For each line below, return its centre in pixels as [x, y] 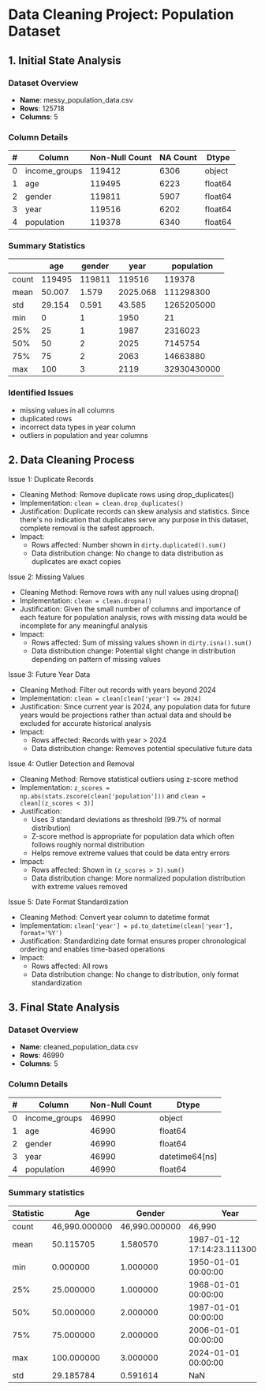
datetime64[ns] [188, 1156]
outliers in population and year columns [84, 435]
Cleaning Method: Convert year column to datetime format [115, 917]
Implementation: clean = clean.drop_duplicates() [101, 503]
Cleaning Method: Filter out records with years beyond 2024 [118, 690]
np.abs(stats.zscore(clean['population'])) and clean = [113, 795]
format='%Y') [41, 933]
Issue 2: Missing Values [47, 577]
